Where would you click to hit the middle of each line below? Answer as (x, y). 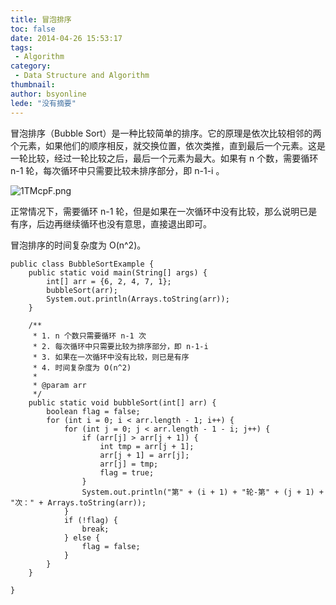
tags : (21, 47)
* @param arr (59, 385)
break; (95, 529)
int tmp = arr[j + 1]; (147, 446)
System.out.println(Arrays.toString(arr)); (138, 299)
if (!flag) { (90, 520)
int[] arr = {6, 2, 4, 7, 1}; (109, 281)
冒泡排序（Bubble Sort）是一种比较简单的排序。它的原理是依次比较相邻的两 (166, 133)
